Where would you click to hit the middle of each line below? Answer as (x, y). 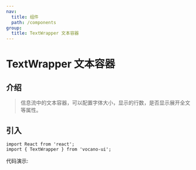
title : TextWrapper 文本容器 (45, 33)
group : (14, 28)
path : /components (34, 22)
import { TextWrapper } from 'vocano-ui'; (59, 149)
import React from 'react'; (40, 144)
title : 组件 (25, 17)
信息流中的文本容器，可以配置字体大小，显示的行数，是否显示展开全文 (105, 103)
